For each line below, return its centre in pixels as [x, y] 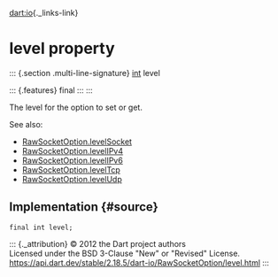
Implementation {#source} [84, 207]
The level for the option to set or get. [76, 107]
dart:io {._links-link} [44, 13]
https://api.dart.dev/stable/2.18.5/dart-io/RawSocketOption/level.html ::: [139, 262]
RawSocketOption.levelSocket [77, 142]
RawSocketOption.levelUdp [72, 179]
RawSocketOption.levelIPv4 [73, 150]
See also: [26, 124]
